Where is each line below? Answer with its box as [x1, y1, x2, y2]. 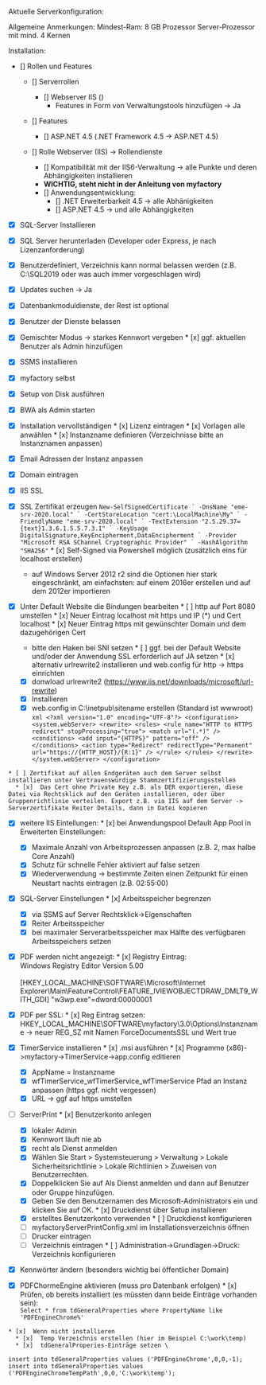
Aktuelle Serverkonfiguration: [8, 7, 105, 16]
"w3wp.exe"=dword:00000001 [51, 994, 152, 1004]
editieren [152, 1051, 181, 1061]
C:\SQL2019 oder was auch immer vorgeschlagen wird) [19, 270, 202, 279]
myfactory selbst [19, 373, 75, 383]
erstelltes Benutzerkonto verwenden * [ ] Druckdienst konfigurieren [31, 1213, 253, 1223]
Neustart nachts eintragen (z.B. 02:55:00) [31, 878, 168, 888]
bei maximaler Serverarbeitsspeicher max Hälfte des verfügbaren [31, 927, 246, 937]
